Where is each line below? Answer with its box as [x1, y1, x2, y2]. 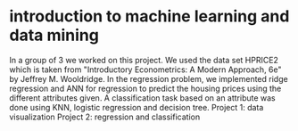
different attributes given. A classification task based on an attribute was [9, 92, 277, 103]
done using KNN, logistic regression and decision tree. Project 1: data [9, 102, 264, 112]
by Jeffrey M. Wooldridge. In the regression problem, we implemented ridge [9, 73, 288, 84]
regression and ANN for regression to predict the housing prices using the [9, 83, 282, 94]
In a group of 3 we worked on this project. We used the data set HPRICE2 [9, 54, 279, 65]
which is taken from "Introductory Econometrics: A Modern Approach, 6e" [9, 64, 283, 75]
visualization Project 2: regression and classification [9, 111, 201, 122]
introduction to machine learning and [9, 6, 290, 27]
